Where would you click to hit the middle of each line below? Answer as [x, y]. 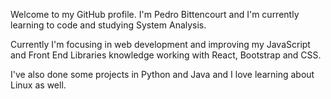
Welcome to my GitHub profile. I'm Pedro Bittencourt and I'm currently [155, 14]
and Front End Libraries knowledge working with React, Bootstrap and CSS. [166, 55]
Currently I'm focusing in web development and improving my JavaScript [160, 44]
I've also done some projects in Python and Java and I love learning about [162, 74]
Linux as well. [38, 85]
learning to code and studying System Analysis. [108, 25]
